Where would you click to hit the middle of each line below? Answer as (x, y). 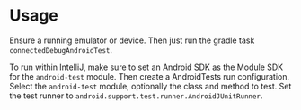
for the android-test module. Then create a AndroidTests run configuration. (150, 76)
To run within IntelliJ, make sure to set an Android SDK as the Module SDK (146, 67)
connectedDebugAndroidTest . (61, 49)
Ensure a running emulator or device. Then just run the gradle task (132, 40)
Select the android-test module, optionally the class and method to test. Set (150, 86)
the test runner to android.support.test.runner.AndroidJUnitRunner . (136, 96)
